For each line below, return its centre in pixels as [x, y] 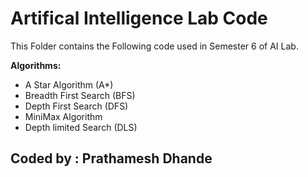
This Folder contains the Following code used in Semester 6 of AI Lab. [154, 46]
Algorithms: [36, 65]
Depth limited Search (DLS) [81, 127]
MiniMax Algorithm [63, 116]
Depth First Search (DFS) [76, 106]
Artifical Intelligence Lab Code [139, 18]
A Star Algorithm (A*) [69, 84]
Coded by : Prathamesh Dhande [111, 158]
